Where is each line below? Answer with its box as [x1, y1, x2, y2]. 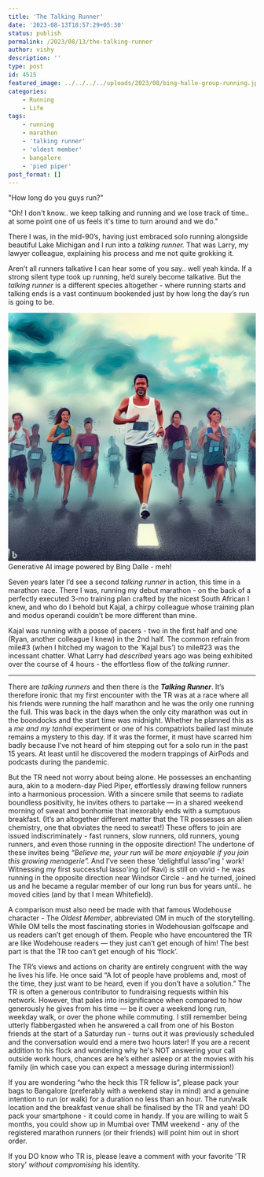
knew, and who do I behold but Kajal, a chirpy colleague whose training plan [8, 602, 255, 612]
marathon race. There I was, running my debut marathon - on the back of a [8, 586, 251, 595]
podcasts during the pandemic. [8, 757, 110, 767]
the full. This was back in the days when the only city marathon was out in [8, 707, 248, 716]
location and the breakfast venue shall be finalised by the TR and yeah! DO [8, 1103, 250, 1112]
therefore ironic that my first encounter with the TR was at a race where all [8, 690, 249, 700]
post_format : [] [8, 170, 61, 179]
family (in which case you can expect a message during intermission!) [8, 1063, 234, 1072]
